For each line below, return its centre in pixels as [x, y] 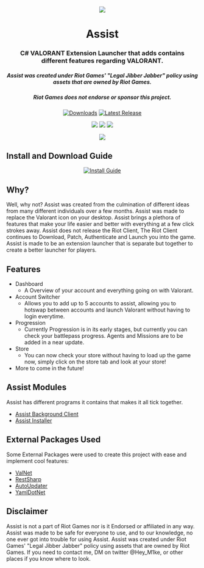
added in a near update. [54, 343]
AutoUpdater [31, 486]
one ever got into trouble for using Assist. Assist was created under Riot [97, 539]
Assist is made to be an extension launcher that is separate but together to [100, 244]
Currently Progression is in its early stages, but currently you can [106, 329]
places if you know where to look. [49, 558]
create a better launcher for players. [51, 250]
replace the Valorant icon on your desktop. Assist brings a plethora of [93, 217]
